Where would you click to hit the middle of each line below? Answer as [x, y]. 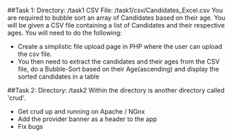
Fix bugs [30, 126]
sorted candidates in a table [58, 76]
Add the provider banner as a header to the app [87, 119]
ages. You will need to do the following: [65, 33]
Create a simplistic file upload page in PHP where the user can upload [120, 46]
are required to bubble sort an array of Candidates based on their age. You [116, 18]
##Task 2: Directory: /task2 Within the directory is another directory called [116, 90]
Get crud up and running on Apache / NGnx [81, 111]
